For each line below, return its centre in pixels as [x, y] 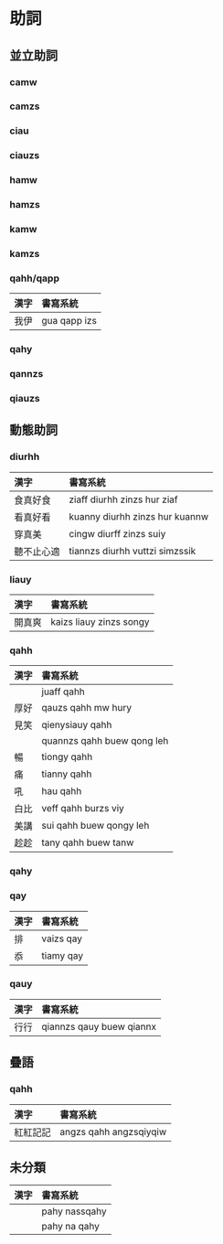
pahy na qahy [71, 1227]
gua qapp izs [69, 321]
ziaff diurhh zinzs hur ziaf [123, 499]
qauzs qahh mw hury [87, 708]
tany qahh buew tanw [88, 842]
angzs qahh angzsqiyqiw [113, 1131]
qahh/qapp [34, 278]
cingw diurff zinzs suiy [117, 533]
